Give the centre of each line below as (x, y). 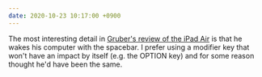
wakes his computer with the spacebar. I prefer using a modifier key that (129, 47)
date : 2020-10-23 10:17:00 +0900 (65, 16)
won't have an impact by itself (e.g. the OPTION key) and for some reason (131, 55)
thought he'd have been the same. (65, 64)
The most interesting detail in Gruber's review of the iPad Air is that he (125, 38)
